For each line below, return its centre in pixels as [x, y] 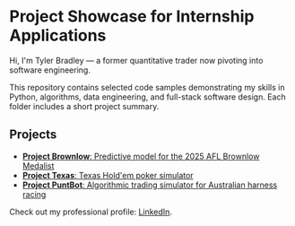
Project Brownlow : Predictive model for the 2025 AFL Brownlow [141, 156]
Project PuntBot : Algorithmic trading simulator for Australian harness [150, 185]
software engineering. [50, 70]
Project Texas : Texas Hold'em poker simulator [108, 175]
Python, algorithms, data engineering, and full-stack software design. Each [148, 97]
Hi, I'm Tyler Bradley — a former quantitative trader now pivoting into [136, 60]
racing [34, 194]
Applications [58, 35]
